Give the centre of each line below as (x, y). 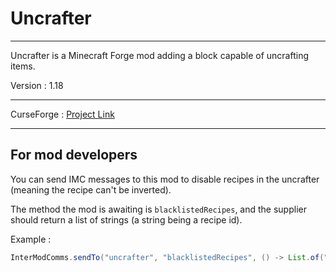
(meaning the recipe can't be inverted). (91, 189)
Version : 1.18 (37, 85)
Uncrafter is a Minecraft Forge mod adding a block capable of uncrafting (159, 55)
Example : (31, 239)
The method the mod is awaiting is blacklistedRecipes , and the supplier (158, 209)
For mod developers (74, 155)
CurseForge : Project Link (62, 114)
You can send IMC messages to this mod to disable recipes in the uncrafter (165, 179)
